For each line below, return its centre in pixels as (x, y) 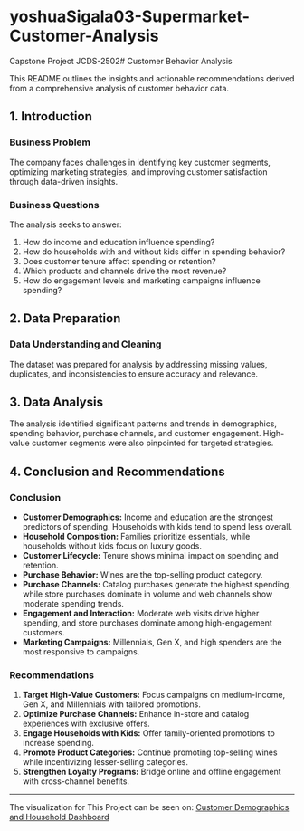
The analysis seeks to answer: (66, 224)
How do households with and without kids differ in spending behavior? (154, 252)
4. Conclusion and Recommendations (118, 471)
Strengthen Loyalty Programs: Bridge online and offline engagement (152, 772)
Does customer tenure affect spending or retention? (119, 261)
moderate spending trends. (73, 604)
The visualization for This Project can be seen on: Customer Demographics (149, 807)
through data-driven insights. (64, 181)
